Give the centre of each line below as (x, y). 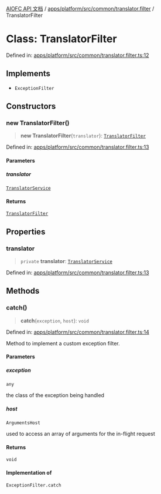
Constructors (31, 107)
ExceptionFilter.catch (34, 485)
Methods (23, 291)
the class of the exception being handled (55, 395)
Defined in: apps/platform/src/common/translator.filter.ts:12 (78, 55)
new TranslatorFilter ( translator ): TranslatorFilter (83, 136)
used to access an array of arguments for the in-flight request (80, 434)
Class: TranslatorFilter (61, 39)
